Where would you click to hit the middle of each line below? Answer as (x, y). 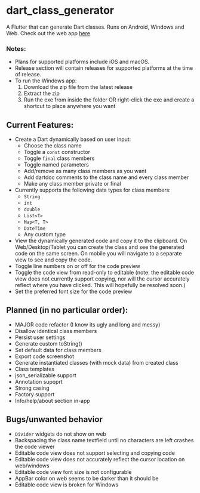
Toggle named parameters (56, 165)
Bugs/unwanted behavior (54, 419)
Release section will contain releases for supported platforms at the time (104, 68)
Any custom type (45, 235)
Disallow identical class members (56, 331)
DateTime (35, 229)
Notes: (16, 48)
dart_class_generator (60, 10)
